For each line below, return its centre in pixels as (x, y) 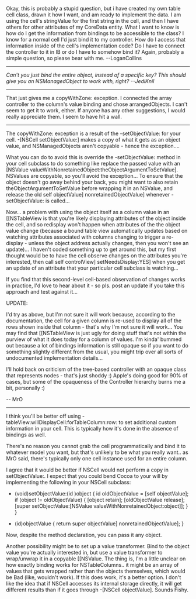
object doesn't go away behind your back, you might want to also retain (92, 182)
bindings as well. (26, 435)
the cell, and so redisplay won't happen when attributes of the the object (93, 224)
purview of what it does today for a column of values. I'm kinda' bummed (94, 339)
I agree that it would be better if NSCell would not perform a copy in (87, 470)
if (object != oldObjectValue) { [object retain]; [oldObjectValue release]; (99, 500)
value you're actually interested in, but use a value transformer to (84, 552)
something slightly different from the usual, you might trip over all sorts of (94, 352)
